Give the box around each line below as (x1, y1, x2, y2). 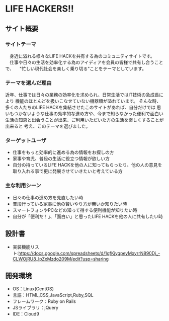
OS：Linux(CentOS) (12, 286, 54, 292)
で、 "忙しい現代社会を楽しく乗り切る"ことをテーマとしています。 (5, 65, 147, 71)
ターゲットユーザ (5, 137, 47, 144)
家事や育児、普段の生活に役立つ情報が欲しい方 (12, 155, 110, 162)
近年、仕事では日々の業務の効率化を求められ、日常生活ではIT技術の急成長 (5, 92, 159, 98)
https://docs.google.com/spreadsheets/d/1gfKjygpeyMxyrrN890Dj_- (18, 250, 160, 256)
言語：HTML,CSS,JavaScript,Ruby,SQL (12, 292, 94, 298)
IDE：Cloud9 (12, 311, 39, 317)
